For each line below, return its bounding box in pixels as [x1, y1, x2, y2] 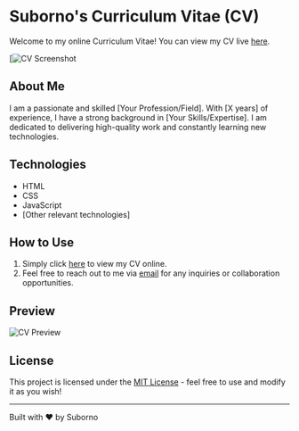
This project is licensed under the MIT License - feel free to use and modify [9, 377, 287, 387]
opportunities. [21, 278, 74, 288]
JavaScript [21, 199, 62, 211]
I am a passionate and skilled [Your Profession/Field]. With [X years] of [9, 103, 269, 113]
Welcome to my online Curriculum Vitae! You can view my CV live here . [9, 36, 271, 46]
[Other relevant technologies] [21, 209, 131, 220]
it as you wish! [9, 386, 62, 396]
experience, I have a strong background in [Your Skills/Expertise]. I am [9, 112, 267, 122]
